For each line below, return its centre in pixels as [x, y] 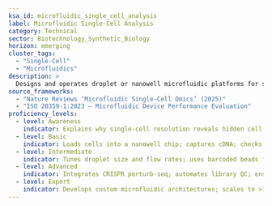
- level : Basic [41, 136]
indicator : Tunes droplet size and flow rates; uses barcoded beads [141, 159]
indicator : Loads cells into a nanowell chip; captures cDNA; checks [143, 144]
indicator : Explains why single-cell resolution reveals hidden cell [143, 129]
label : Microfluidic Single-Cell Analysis [81, 24]
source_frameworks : [41, 91]
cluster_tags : [32, 54]
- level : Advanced [47, 167]
